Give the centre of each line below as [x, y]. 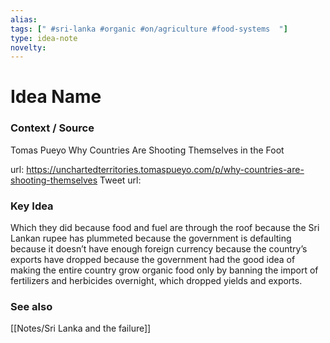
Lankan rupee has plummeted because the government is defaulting [151, 238]
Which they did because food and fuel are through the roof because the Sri [165, 228]
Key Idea [32, 206]
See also [31, 306]
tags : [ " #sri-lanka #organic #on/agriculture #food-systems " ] [149, 29]
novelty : [28, 47]
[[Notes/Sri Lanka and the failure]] [81, 328]
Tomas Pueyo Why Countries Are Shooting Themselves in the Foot [147, 150]
